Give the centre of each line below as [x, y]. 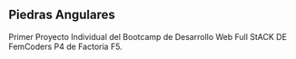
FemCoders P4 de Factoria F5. [66, 46]
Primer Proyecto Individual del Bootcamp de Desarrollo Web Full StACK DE [148, 36]
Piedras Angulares [62, 15]
